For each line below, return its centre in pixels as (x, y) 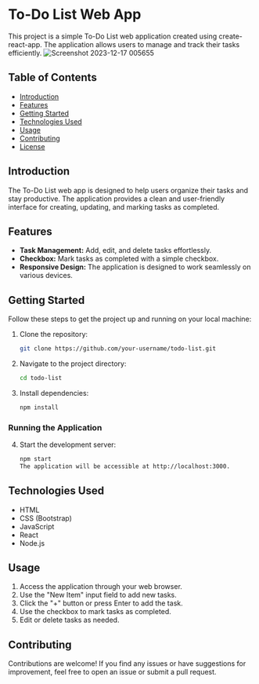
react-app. (25, 44)
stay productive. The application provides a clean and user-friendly (117, 199)
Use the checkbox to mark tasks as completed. (95, 612)
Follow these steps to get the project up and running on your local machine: (130, 319)
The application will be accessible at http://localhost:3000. (125, 466)
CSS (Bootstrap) (46, 518)
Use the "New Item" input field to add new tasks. (98, 595)
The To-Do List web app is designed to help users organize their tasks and (128, 190)
